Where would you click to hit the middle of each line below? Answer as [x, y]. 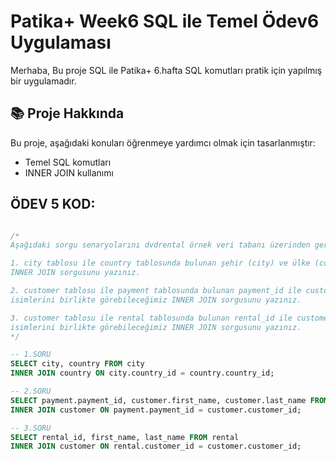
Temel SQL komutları [68, 162]
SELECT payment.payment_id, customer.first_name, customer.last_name [158, 400]
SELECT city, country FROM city [77, 364]
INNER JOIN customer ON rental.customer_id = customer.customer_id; [156, 446]
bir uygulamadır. [43, 81]
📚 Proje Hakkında [67, 113]
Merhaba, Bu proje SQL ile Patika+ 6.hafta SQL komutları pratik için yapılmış [166, 70]
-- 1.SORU [31, 355]
